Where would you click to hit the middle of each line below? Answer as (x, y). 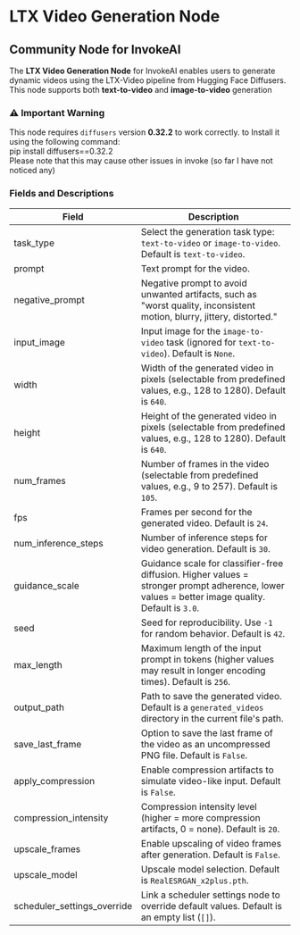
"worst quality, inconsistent (199, 305)
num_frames (40, 480)
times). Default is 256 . (186, 681)
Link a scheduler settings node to (211, 895)
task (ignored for (201, 342)
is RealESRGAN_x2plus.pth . (195, 880)
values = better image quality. (204, 597)
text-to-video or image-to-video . (211, 243)
